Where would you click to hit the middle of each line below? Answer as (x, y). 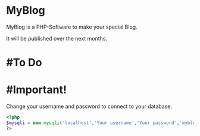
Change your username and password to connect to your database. (89, 106)
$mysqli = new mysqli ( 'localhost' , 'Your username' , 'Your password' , (93, 123)
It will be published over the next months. (57, 38)
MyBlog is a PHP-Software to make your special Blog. (72, 27)
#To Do (24, 63)
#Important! (37, 90)
